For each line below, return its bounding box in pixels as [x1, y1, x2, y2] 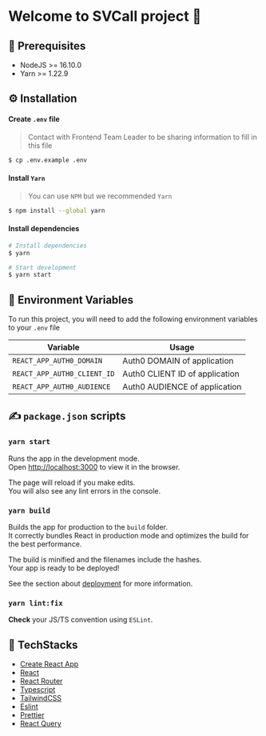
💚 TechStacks [8, 638, 78, 651]
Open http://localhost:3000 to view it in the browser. [8, 462, 181, 471]
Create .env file [8, 114, 60, 123]
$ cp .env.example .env [8, 156, 88, 164]
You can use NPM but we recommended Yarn [27, 191, 173, 201]
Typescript [19, 685, 56, 694]
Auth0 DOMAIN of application [122, 355, 234, 366]
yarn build [8, 506, 50, 515]
